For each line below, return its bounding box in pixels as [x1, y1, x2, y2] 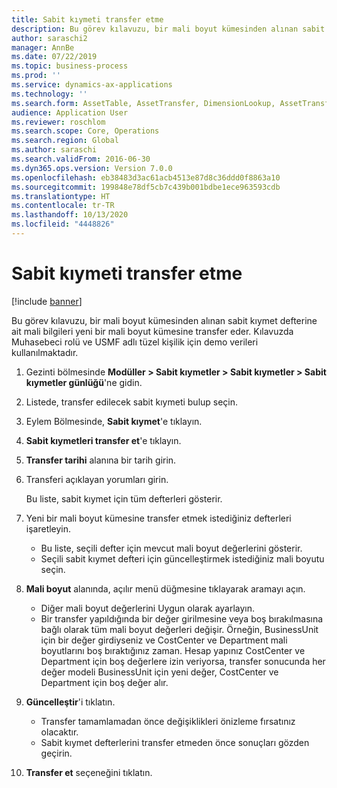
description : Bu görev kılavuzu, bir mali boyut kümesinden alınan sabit [11, 24, 326, 34]
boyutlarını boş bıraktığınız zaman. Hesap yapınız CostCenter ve [40, 644, 306, 656]
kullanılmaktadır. [11, 346, 79, 358]
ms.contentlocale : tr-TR [11, 201, 115, 211]
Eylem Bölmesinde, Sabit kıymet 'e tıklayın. [25, 415, 203, 427]
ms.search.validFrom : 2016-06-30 [11, 154, 151, 164]
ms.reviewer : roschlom [11, 117, 106, 127]
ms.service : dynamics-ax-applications [11, 80, 173, 90]
